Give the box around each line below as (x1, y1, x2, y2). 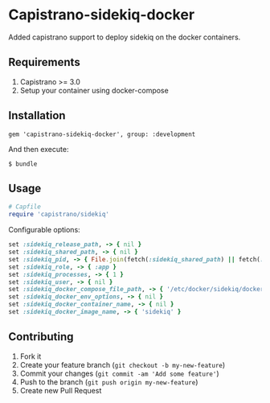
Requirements (8, 56, 80, 69)
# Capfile (8, 203, 42, 211)
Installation (8, 109, 66, 122)
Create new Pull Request (19, 385, 102, 395)
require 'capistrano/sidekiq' (8, 211, 110, 219)
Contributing (8, 330, 74, 343)
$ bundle (8, 159, 38, 168)
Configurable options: (8, 225, 80, 235)
